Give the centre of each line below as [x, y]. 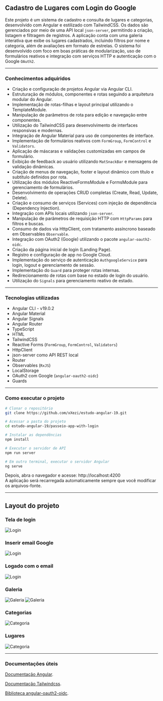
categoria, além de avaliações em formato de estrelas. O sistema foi [73, 45]
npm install [17, 440]
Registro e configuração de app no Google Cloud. [62, 255]
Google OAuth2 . [20, 61]
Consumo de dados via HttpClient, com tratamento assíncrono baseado [84, 229]
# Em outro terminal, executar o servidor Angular [57, 462]
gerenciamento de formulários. [43, 188]
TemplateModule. [30, 110]
